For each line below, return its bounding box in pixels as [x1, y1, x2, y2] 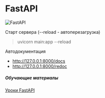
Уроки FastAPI [5, 87, 35, 93]
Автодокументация [5, 48, 46, 54]
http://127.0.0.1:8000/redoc [12, 63, 67, 69]
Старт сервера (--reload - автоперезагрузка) [5, 29, 101, 35]
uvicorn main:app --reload [17, 38, 71, 45]
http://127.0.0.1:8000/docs [12, 58, 65, 64]
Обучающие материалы [5, 75, 58, 81]
